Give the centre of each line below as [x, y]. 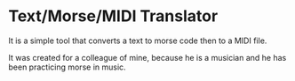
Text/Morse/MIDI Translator [113, 16]
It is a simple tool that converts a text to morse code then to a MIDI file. [138, 40]
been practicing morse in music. [67, 67]
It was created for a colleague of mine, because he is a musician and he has [147, 57]
